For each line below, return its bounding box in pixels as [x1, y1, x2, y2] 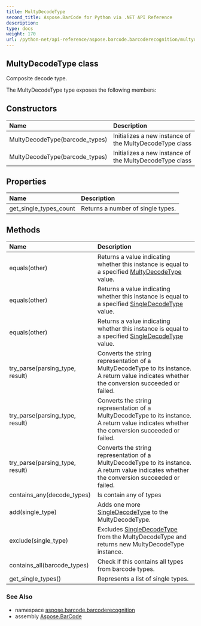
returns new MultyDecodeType [97, 540, 184, 549]
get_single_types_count [9, 204, 76, 213]
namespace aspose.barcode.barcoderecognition [14, 606, 136, 613]
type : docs [6, 25, 33, 32]
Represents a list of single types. [97, 574, 189, 583]
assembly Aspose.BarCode [14, 612, 82, 620]
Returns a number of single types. [81, 204, 176, 213]
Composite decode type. [6, 74, 68, 81]
